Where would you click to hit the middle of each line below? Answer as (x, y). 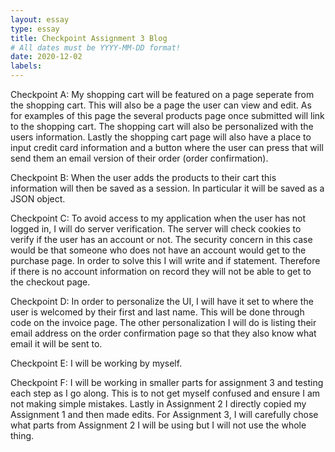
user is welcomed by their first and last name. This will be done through (157, 312)
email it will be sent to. (56, 344)
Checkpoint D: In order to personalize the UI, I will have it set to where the (162, 301)
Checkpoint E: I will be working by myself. (96, 363)
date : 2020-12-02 (46, 57)
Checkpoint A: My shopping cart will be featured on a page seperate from (162, 94)
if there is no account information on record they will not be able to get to (161, 271)
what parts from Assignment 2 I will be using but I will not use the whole (158, 425)
